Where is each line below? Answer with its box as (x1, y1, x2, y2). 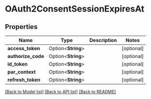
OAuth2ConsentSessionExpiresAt (5, 3, 145, 14)
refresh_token (7, 76, 41, 83)
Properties (5, 23, 38, 31)
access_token (7, 45, 40, 52)
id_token (7, 61, 28, 67)
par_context (7, 69, 36, 75)
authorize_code (7, 53, 45, 59)
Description (89, 37, 117, 43)
